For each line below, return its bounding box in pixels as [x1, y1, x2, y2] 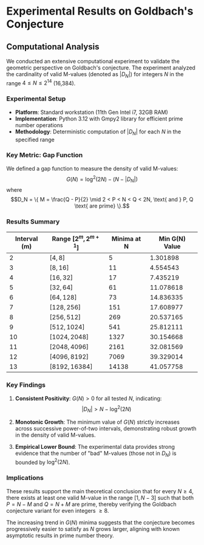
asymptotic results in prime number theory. [6, 532, 114, 539]
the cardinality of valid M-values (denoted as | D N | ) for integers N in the [6, 71, 184, 79]
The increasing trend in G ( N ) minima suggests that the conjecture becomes [6, 519, 195, 526]
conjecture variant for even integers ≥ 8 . [6, 507, 109, 514]
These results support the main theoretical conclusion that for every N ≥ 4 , [6, 487, 194, 494]
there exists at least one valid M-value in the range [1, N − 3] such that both [6, 494, 194, 501]
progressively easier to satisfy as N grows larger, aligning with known [6, 525, 180, 532]
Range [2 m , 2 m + [52, 233, 100, 243]
